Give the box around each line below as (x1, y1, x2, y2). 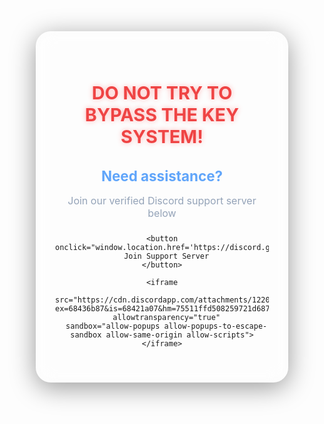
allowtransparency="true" (112, 312, 221, 322)
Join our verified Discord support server (67, 193, 257, 207)
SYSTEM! (120, 125, 204, 149)
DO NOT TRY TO (91, 81, 233, 105)
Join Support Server (123, 251, 210, 261)
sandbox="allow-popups (65, 321, 161, 331)
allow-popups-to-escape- (163, 321, 268, 331)
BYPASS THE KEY (84, 103, 240, 127)
